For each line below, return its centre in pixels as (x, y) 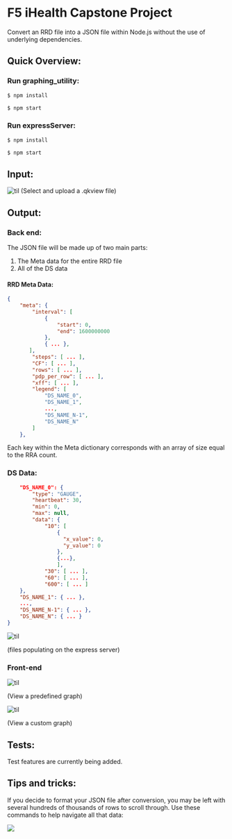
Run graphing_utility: (43, 81)
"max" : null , (51, 514)
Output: (24, 213)
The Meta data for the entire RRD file (70, 261)
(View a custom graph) (40, 723)
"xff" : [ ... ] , (56, 383)
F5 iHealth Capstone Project (90, 13)
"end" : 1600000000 (83, 331)
